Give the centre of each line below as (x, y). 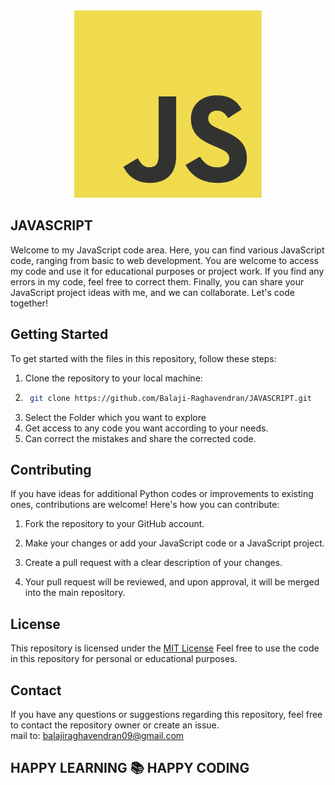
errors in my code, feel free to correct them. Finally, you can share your (157, 281)
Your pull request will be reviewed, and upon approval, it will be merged (172, 582)
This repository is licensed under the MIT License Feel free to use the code (165, 648)
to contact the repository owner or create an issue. (115, 725)
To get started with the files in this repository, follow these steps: (143, 358)
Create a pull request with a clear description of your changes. (153, 563)
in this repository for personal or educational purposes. (124, 659)
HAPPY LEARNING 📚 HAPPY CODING (130, 768)
